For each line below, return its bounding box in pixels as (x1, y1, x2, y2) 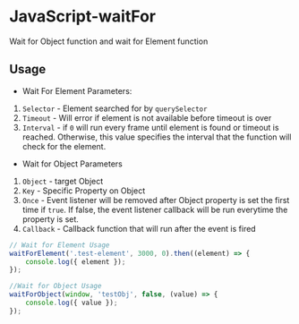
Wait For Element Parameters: (21, 85, 132, 96)
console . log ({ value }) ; (25, 298, 118, 307)
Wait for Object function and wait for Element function (9, 36, 209, 47)
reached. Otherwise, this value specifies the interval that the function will (21, 132, 292, 142)
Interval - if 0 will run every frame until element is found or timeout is (21, 122, 279, 132)
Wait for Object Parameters (21, 158, 123, 169)
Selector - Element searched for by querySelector (21, 103, 208, 114)
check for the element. (21, 141, 107, 151)
